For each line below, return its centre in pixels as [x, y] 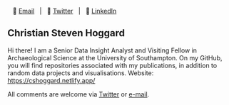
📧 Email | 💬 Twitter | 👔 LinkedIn [65, 11]
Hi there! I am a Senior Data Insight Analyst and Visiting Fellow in [102, 50]
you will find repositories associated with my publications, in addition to [112, 65]
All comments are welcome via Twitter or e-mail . [78, 94]
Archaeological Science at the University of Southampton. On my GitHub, [115, 57]
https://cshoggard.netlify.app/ [51, 80]
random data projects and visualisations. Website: [81, 73]
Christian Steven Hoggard [66, 33]
